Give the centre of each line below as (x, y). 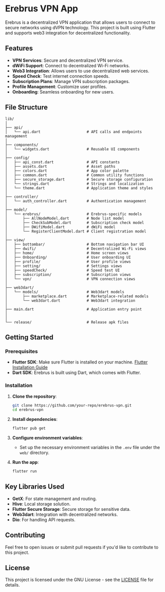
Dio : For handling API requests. (44, 519)
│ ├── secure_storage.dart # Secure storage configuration (79, 179)
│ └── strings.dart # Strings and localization (75, 183)
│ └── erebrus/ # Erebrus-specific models (73, 214)
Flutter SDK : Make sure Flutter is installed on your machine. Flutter (80, 362)
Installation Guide (30, 367)
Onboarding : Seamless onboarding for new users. (63, 91)
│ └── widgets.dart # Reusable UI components (72, 149)
